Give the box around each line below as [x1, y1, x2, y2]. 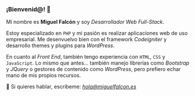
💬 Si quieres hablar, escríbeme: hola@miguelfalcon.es [6, 83, 136, 90]
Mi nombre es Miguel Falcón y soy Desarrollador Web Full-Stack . [6, 19, 165, 26]
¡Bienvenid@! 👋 [6, 5, 51, 13]
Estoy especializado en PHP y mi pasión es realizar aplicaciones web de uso [6, 30, 188, 37]
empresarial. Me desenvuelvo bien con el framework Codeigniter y [6, 36, 167, 43]
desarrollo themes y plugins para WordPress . [6, 42, 115, 49]
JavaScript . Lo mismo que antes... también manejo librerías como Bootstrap [6, 59, 190, 66]
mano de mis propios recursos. [6, 72, 81, 79]
